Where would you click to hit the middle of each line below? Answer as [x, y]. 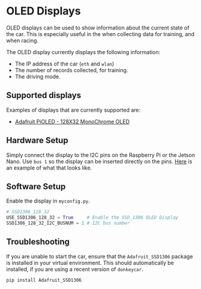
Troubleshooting [38, 242]
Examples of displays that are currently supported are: [73, 110]
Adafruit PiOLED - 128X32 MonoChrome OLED [72, 121]
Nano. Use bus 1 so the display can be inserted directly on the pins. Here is [99, 161]
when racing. [22, 40]
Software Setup [36, 187]
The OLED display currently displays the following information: [83, 52]
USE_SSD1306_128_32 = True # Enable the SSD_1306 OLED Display [92, 218]
